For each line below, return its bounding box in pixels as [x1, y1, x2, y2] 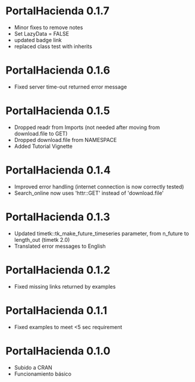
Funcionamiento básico [14, 370, 72, 377]
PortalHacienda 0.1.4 [5, 163, 111, 176]
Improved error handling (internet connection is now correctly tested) [14, 183, 184, 190]
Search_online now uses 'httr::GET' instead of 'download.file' [14, 189, 164, 197]
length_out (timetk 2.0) [14, 236, 70, 243]
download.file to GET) [14, 130, 68, 137]
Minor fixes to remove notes [14, 24, 83, 31]
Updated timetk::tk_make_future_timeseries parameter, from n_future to [14, 230, 190, 237]
